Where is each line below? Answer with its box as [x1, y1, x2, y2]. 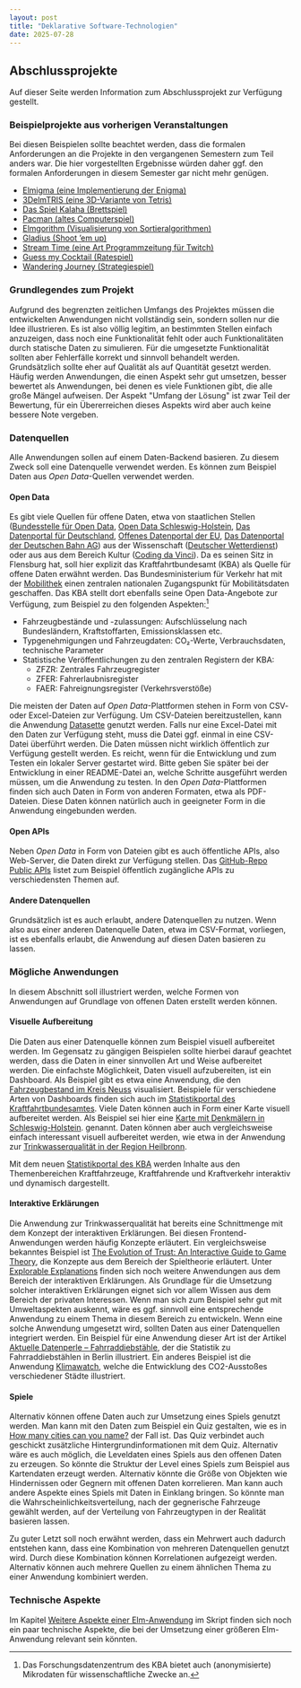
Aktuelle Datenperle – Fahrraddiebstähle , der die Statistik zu [9, 1343, 231, 1353]
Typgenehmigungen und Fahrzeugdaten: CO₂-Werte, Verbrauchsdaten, [21, 634, 287, 646]
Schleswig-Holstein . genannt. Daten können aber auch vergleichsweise [9, 1122, 273, 1133]
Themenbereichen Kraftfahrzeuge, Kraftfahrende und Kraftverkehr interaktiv [9, 1168, 291, 1178]
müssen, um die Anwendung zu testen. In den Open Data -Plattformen [9, 776, 267, 787]
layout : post [9, 13, 58, 22]
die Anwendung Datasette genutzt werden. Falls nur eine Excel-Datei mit [9, 719, 278, 730]
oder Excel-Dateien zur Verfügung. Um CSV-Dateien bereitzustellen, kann [9, 710, 282, 721]
